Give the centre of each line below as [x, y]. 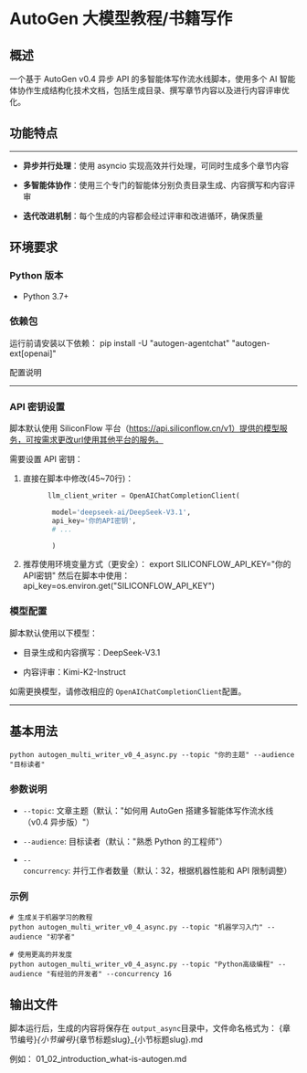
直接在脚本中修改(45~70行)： [78, 479]
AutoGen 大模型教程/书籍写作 [121, 19]
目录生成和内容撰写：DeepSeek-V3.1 [91, 652]
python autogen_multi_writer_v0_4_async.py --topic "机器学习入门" [136, 928]
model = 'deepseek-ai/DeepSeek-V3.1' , [122, 512]
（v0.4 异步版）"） [58, 822]
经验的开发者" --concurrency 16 [114, 974]
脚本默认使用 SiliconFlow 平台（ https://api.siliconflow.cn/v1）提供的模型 [145, 428]
